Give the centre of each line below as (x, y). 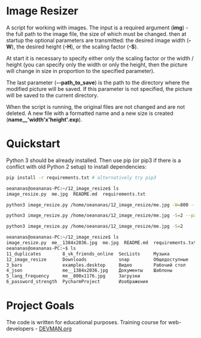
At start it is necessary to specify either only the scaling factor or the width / (100, 58)
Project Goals (40, 306)
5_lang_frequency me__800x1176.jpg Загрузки (73, 276)
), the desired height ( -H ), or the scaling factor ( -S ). (75, 47)
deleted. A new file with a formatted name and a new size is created (90, 113)
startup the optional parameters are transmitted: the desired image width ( (98, 40)
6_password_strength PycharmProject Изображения (77, 282)
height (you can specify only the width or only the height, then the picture (97, 65)
